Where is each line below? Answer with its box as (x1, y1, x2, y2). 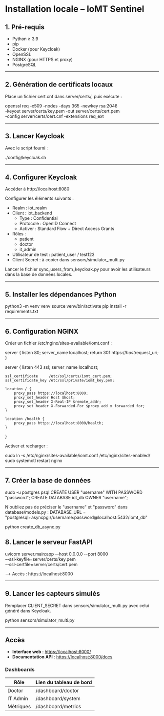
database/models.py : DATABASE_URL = (5, 509, 86, 515)
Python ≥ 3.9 (12, 36, 39, 42)
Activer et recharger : (5, 443, 48, 449)
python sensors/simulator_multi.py (5, 617, 75, 623)
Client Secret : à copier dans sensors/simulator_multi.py (12, 257, 125, 263)
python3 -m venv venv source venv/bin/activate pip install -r (5, 303, 127, 309)
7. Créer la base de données (5, 476, 91, 484)
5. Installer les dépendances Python (5, 290, 117, 298)
